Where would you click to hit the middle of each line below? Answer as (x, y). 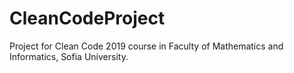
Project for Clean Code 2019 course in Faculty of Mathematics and (146, 46)
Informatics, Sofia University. (69, 56)
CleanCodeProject (87, 18)
